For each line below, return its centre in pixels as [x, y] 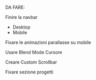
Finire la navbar [22, 17]
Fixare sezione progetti [29, 72]
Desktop [21, 27]
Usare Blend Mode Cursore [34, 52]
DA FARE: [15, 7]
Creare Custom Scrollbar [31, 62]
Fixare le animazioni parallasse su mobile [48, 42]
